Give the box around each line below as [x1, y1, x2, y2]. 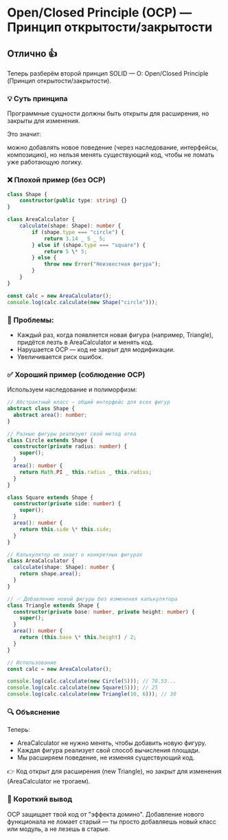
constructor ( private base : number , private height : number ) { [13, 608, 195, 615]
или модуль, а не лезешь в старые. [7, 824, 111, 833]
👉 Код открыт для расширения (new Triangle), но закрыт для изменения [7, 767, 222, 775]
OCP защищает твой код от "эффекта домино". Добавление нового [7, 810, 205, 818]
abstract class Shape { [7, 405, 76, 412]
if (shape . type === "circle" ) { [32, 228, 125, 235]
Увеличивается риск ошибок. [16, 352, 104, 360]
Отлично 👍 [7, 47, 58, 59]
